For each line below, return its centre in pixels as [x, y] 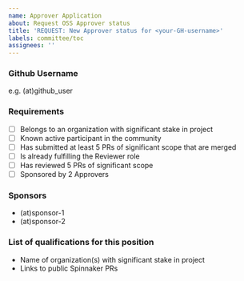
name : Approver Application [55, 16]
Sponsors [28, 195]
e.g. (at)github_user [41, 91]
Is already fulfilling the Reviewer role [80, 156]
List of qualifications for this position [81, 243]
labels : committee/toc [46, 38]
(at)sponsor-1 [42, 213]
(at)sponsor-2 [43, 222]
